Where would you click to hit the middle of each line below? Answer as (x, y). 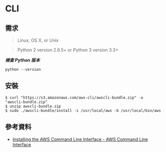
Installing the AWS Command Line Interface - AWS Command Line (80, 139)
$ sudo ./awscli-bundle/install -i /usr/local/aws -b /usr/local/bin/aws (83, 110)
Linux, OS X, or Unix (38, 40)
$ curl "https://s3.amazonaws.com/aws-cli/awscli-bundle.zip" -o (74, 98)
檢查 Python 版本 (23, 60)
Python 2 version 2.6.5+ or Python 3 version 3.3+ (68, 50)
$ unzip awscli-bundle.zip (33, 106)
